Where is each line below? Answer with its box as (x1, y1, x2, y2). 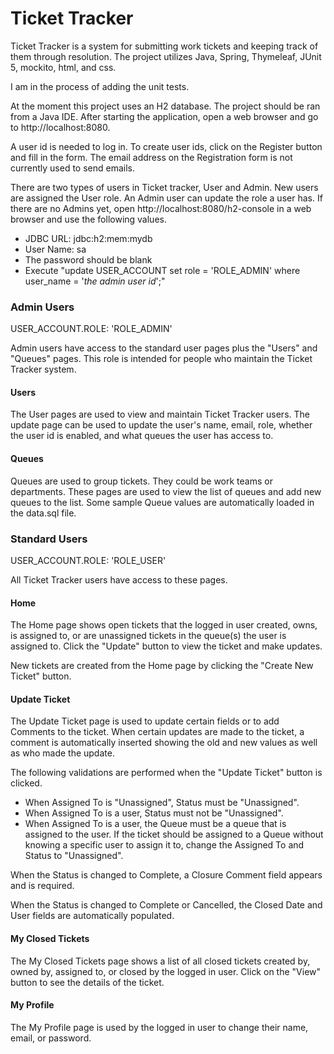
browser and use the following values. (10, 213, 167, 225)
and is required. (10, 880, 75, 892)
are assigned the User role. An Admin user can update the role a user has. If (10, 192, 323, 204)
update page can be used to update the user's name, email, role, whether (10, 419, 313, 431)
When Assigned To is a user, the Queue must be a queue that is (24, 818, 287, 830)
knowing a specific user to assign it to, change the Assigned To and (24, 839, 305, 851)
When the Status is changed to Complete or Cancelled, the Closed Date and (10, 899, 323, 911)
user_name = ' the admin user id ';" (24, 275, 166, 287)
